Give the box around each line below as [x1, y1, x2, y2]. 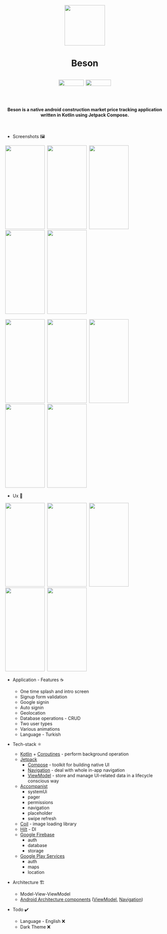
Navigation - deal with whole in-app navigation [27, 767, 125, 773]
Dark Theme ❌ [20, 923, 51, 930]
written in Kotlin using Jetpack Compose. [40, 112, 130, 118]
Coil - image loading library [20, 821, 77, 827]
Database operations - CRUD [20, 715, 81, 721]
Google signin [20, 699, 49, 705]
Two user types [20, 721, 53, 727]
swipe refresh [27, 815, 57, 821]
